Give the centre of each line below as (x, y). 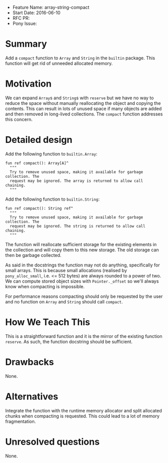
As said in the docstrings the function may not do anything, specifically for (82, 265)
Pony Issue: (24, 23)
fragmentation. (21, 421)
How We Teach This (48, 322)
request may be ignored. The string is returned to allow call (77, 226)
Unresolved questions (52, 441)
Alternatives (32, 396)
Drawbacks (30, 362)
